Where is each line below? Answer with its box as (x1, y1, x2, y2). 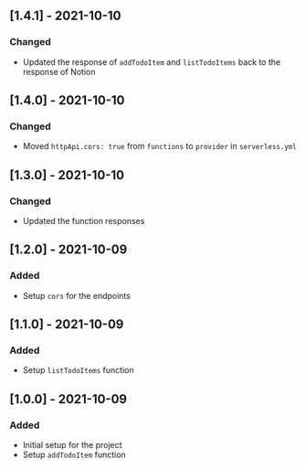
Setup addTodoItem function (22, 449, 126, 461)
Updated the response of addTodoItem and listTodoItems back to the (22, 56, 281, 68)
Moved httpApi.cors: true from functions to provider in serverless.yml (22, 141, 297, 152)
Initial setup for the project (22, 440, 122, 451)
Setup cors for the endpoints (22, 290, 131, 301)
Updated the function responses (22, 216, 145, 227)
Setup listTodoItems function (22, 365, 134, 376)
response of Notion (22, 66, 96, 77)
